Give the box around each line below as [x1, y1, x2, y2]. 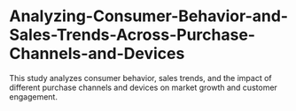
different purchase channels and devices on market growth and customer [9, 82, 277, 92]
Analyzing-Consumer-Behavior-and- [9, 6, 289, 26]
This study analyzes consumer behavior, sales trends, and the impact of [9, 72, 272, 83]
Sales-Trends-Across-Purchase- [9, 25, 255, 45]
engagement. [9, 91, 58, 102]
